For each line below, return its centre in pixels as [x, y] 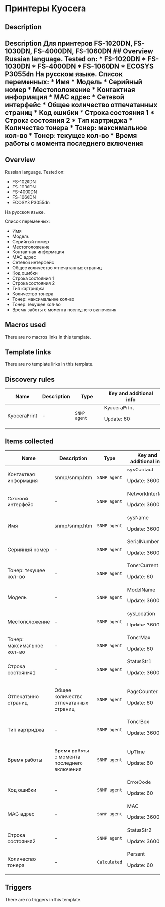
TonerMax [139, 638]
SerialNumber [143, 542]
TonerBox [138, 722]
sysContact [140, 469]
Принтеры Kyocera [46, 9]
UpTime [136, 752]
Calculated [110, 862]
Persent [136, 854]
